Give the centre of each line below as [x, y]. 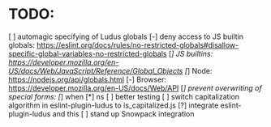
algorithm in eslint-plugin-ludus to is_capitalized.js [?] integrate [114, 105]
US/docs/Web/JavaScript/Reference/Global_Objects [96, 70]
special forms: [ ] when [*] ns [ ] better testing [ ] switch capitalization [124, 96]
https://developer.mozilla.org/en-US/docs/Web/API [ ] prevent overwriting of [135, 88]
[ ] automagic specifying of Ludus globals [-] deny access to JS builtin [126, 36]
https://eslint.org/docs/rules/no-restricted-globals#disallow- [138, 44]
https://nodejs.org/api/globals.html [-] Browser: [88, 79]
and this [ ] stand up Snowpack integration [123, 113]
